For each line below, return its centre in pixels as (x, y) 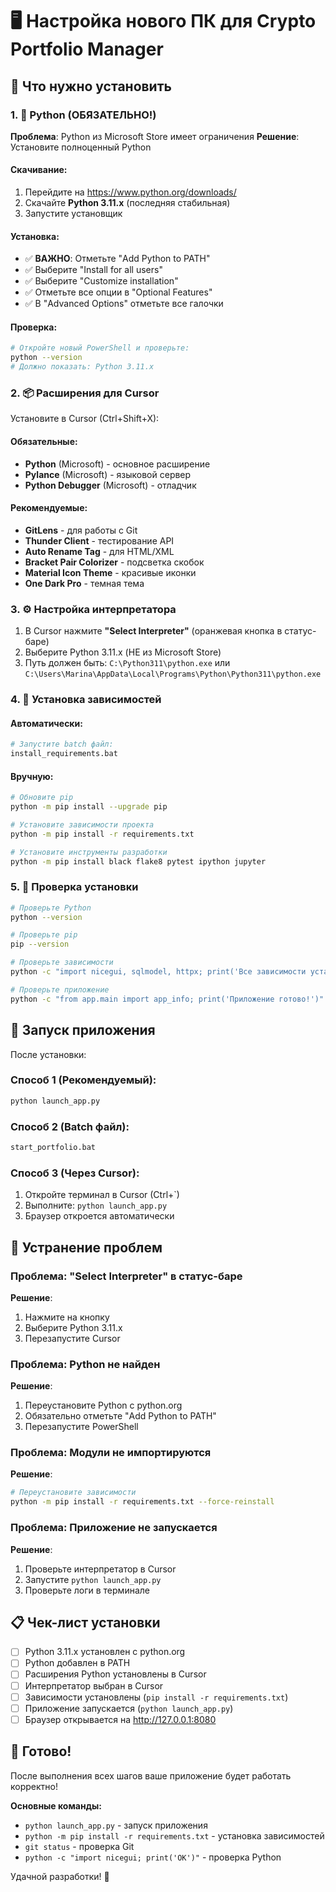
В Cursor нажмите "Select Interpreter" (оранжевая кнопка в (153, 631)
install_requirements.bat (64, 754)
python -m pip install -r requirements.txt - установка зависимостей (174, 1835)
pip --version (40, 944)
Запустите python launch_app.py (93, 1579)
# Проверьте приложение (60, 989)
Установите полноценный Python (81, 147)
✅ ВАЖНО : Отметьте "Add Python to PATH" (117, 259)
